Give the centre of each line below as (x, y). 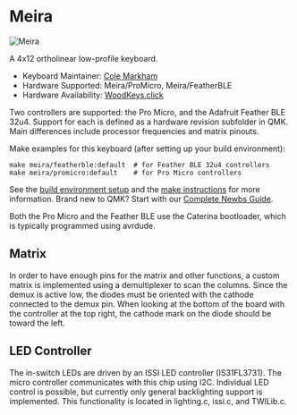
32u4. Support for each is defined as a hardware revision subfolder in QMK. (149, 122)
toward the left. (37, 323)
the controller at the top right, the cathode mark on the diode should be (140, 313)
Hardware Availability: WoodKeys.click (93, 95)
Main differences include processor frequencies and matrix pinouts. (134, 131)
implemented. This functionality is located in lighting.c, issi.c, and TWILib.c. (148, 401)
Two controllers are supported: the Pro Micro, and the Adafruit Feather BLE (148, 112)
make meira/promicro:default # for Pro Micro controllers (126, 173)
